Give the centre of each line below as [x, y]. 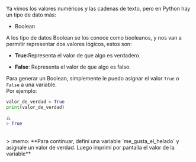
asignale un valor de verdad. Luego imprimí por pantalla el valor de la [90, 147]
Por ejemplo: [22, 91]
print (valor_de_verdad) [36, 107]
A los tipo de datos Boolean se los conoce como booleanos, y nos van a [94, 38]
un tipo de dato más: [31, 15]
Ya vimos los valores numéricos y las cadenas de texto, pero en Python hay [98, 9]
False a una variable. [32, 85]
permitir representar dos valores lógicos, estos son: [69, 44]
